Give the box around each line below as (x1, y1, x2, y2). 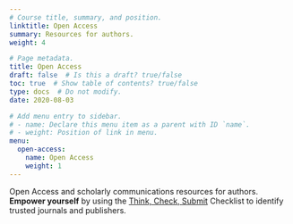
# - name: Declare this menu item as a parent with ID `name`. (9, 120, 251, 129)
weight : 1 (25, 162, 63, 170)
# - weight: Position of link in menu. (9, 129, 159, 137)
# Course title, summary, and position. (9, 12, 163, 22)
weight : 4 (9, 37, 47, 47)
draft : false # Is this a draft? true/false (9, 71, 182, 80)
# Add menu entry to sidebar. (9, 112, 123, 120)
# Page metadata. (9, 54, 74, 63)
